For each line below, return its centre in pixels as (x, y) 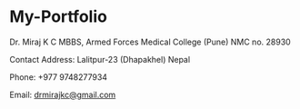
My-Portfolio (58, 17)
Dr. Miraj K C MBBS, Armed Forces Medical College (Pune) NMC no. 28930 (150, 42)
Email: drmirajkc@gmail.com (63, 94)
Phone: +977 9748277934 (58, 77)
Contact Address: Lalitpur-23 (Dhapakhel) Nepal (100, 59)
